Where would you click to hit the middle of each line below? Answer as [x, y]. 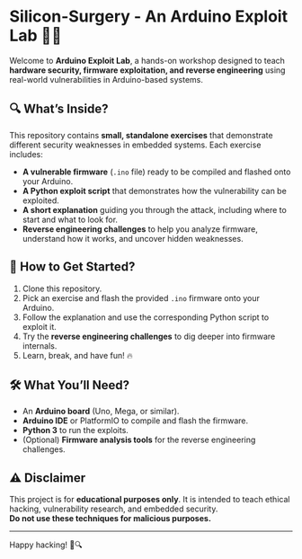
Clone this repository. [62, 288]
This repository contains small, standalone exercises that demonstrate [141, 135]
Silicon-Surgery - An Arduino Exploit [149, 17]
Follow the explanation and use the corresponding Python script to [146, 317]
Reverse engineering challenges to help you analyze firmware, [140, 229]
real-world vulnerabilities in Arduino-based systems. [107, 79]
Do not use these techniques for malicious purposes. [110, 519]
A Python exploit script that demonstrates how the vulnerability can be [155, 191]
